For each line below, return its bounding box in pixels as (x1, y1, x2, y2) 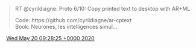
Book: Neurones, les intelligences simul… (14, 23, 118, 30)
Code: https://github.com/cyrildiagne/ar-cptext (14, 17, 132, 23)
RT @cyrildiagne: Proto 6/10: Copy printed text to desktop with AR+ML (14, 5, 191, 12)
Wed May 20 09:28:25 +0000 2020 (5, 35, 95, 41)
